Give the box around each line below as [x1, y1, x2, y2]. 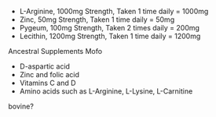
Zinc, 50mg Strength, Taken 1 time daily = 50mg [19, 15, 175, 24]
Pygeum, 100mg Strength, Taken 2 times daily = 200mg [19, 23, 200, 32]
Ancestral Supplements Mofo [8, 47, 103, 55]
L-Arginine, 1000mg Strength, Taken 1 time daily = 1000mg [19, 7, 209, 16]
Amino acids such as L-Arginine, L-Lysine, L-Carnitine [19, 87, 193, 96]
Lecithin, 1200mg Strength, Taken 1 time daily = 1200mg [19, 31, 201, 41]
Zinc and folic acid [19, 70, 80, 79]
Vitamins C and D [19, 78, 76, 87]
